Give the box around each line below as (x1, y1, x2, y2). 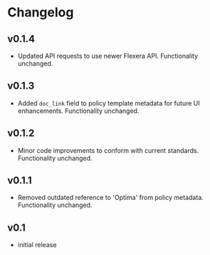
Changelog (7, 4, 74, 21)
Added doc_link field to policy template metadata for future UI (17, 99, 201, 107)
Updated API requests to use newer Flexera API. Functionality (17, 51, 199, 60)
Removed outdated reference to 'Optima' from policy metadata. (17, 194, 204, 202)
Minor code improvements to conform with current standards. (17, 146, 199, 154)
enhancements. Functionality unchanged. (17, 106, 140, 115)
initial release (17, 241, 57, 249)
